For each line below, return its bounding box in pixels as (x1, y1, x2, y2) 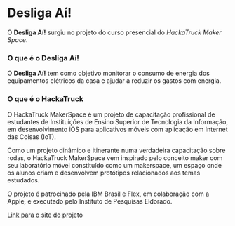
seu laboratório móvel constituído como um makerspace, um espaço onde (7, 161, 222, 169)
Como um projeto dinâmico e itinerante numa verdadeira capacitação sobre (7, 146, 226, 154)
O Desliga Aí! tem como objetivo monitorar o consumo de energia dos (7, 69, 210, 78)
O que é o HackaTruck (7, 94, 84, 104)
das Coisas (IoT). (7, 132, 56, 141)
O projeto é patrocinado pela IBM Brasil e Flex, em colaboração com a (7, 190, 210, 198)
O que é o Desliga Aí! (7, 53, 79, 62)
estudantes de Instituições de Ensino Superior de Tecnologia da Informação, (7, 117, 228, 126)
